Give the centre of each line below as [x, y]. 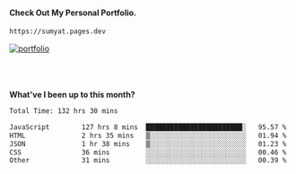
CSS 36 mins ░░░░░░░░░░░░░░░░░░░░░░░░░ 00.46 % [148, 152]
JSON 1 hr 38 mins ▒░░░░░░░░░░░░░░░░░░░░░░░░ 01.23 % [148, 144]
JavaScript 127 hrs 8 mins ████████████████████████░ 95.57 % [148, 127]
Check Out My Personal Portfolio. [73, 13]
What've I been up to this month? [73, 95]
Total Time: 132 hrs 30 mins [64, 111]
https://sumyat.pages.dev [57, 31]
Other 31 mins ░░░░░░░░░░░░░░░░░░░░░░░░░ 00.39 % [148, 161]
